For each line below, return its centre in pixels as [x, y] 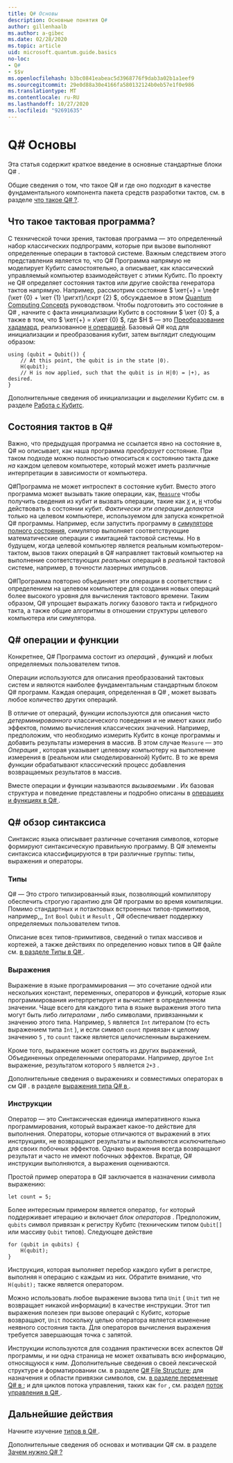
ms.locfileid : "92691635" [45, 110]
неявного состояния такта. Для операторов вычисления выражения [109, 1327]
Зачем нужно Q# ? [35, 1452]
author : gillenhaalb [38, 26]
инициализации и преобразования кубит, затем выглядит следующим [112, 334]
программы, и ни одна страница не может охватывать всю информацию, [117, 1355]
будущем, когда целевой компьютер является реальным [93, 545]
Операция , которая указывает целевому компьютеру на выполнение [112, 750]
